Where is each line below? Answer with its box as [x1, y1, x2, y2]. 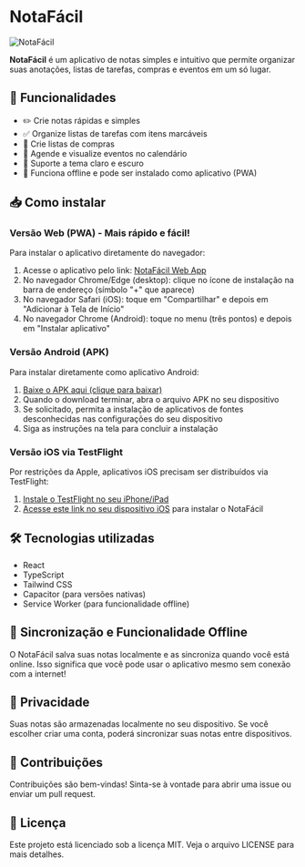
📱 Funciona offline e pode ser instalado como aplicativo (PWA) [22, 167, 258, 178]
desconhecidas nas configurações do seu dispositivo [22, 413, 223, 424]
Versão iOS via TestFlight [9, 445, 123, 458]
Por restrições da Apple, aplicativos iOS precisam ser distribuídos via [9, 466, 269, 477]
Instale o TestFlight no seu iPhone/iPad [22, 494, 169, 505]
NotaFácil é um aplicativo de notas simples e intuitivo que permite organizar [9, 54, 296, 65]
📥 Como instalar [9, 195, 107, 210]
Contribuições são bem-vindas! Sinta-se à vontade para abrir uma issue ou [9, 779, 291, 790]
